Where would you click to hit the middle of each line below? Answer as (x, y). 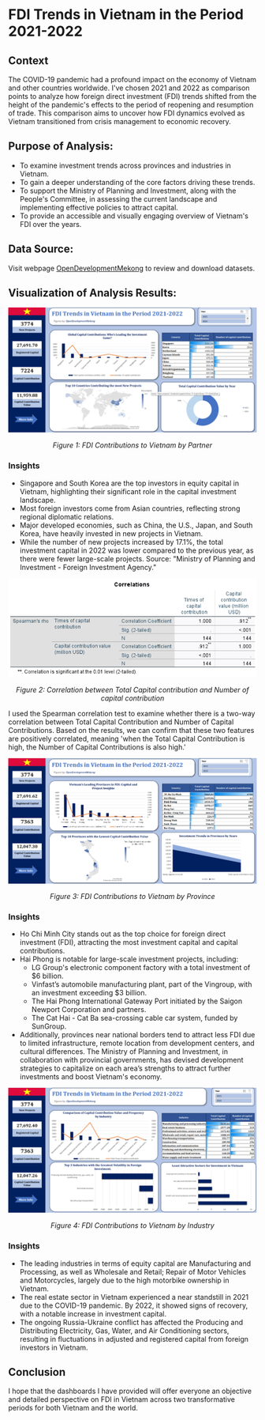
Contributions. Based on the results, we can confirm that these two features (131, 731)
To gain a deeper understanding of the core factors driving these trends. (137, 182)
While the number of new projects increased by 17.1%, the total (121, 542)
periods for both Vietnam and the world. (73, 1408)
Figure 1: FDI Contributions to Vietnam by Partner (132, 445)
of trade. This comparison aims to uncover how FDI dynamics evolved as (127, 113)
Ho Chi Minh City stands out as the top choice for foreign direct (123, 934)
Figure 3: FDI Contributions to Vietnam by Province (132, 897)
